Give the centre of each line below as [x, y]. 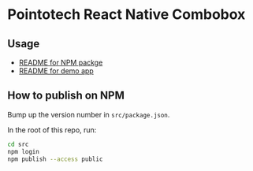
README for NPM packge [61, 62]
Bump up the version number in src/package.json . [89, 114]
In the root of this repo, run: [52, 130]
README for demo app [56, 71]
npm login [24, 151]
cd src [18, 144]
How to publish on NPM [66, 96]
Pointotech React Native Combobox [126, 15]
